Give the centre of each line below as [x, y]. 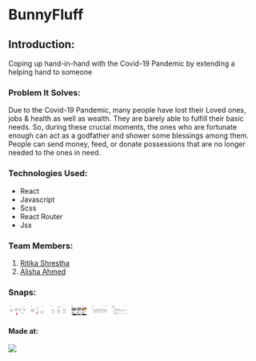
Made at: [23, 331]
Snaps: [22, 292]
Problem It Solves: [45, 92]
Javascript [37, 199]
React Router [41, 216]
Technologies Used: [48, 174]
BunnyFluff [46, 15]
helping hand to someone [50, 72]
